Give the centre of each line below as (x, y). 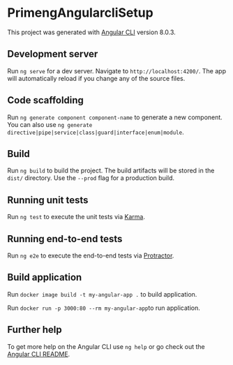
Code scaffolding (45, 100)
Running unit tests (48, 200)
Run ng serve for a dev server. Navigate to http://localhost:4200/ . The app (117, 70)
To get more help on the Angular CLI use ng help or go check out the (106, 346)
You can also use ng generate (50, 124)
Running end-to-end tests (65, 239)
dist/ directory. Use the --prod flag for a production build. (91, 178)
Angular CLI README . (39, 354)
